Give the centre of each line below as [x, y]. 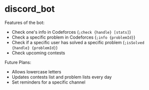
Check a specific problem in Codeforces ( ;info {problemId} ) [74, 37]
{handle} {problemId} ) [35, 47]
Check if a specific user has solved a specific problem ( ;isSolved [78, 42]
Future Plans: [18, 62]
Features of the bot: [25, 22]
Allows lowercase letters [36, 71]
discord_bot [30, 9]
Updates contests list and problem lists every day [62, 77]
